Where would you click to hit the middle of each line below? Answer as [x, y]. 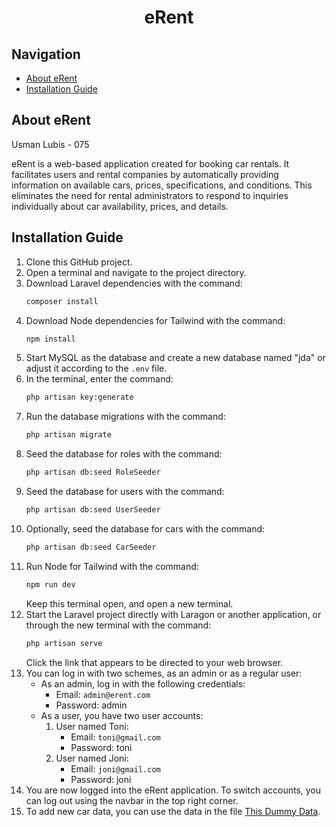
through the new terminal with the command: [118, 625]
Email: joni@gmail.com [115, 768]
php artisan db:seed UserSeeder [93, 510]
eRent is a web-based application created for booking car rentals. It [150, 163]
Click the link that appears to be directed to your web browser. [154, 662]
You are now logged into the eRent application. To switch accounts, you [173, 790]
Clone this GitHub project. [79, 262]
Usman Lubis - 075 [50, 144]
